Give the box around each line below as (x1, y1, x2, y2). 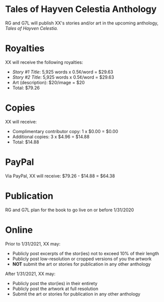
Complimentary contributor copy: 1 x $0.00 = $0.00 (12, 128, 118, 134)
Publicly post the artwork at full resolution (12, 286, 99, 292)
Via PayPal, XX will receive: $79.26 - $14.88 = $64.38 (5, 173, 115, 179)
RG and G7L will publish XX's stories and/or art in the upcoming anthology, (5, 20, 159, 26)
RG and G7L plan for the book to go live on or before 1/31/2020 (5, 207, 134, 213)
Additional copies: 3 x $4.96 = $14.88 (12, 134, 90, 140)
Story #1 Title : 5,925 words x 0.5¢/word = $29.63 (12, 69, 114, 75)
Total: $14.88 (12, 139, 39, 145)
